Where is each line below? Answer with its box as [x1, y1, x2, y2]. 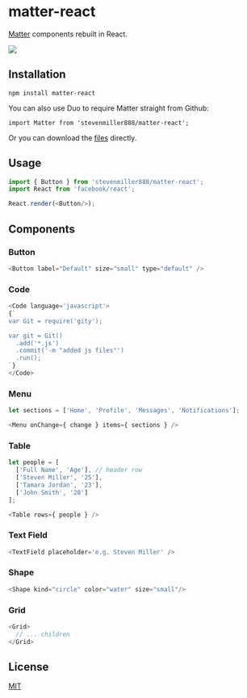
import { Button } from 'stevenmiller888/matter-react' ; [8, 178, 204, 186]
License [8, 660, 49, 674]
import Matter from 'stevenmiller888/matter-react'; [8, 119, 190, 127]
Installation [8, 68, 66, 82]
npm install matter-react [8, 89, 95, 97]
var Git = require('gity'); [8, 317, 103, 325]
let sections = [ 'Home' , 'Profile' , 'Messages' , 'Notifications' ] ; [8, 407, 241, 415]
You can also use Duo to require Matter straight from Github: [8, 103, 210, 113]
